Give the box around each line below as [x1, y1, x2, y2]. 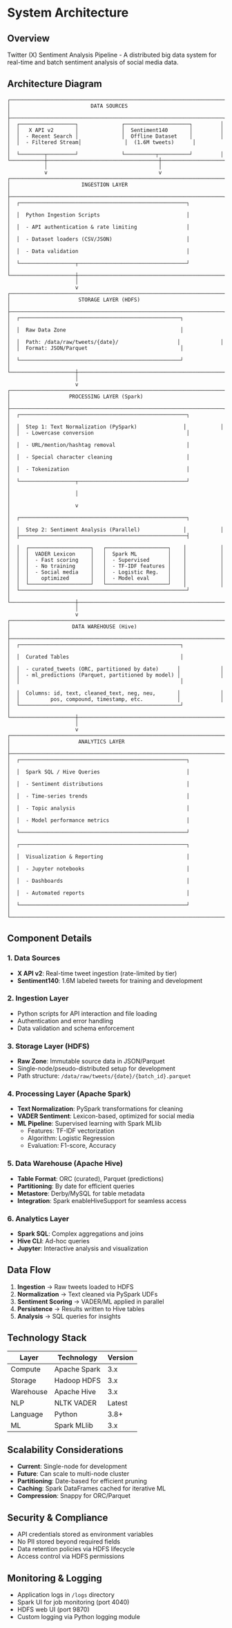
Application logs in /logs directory [17, 1591, 115, 1599]
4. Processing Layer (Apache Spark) [7, 1089, 131, 1099]
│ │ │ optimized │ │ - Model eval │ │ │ [7, 574, 224, 582]
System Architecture [7, 5, 129, 21]
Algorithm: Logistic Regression [27, 1134, 115, 1142]
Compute [10, 1364, 41, 1374]
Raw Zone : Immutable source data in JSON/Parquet [17, 1057, 165, 1065]
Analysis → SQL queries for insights [17, 1312, 121, 1320]
